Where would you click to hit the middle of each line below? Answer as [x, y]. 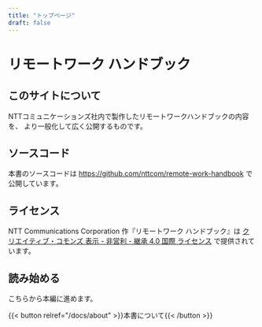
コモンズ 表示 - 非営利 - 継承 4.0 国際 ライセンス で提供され [152, 241]
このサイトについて [55, 96]
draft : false [30, 23]
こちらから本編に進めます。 [53, 298]
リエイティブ [29, 241]
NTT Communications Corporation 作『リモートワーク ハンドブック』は [125, 231]
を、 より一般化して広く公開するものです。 [77, 126]
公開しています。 [35, 184]
